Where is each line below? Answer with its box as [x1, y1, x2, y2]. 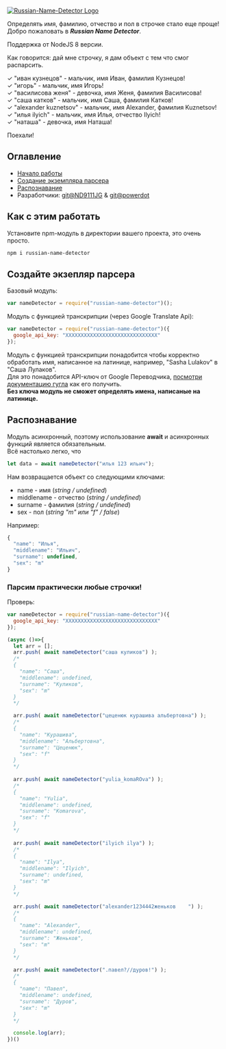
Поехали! [7, 131, 34, 139]
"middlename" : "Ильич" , [13, 547, 81, 554]
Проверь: [7, 598, 35, 606]
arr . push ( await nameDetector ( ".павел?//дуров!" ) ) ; [13, 966, 167, 973]
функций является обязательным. [7, 439, 106, 448]
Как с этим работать [7, 211, 101, 223]
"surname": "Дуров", [19, 998, 78, 1005]
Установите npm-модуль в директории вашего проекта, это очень [7, 229, 201, 237]
